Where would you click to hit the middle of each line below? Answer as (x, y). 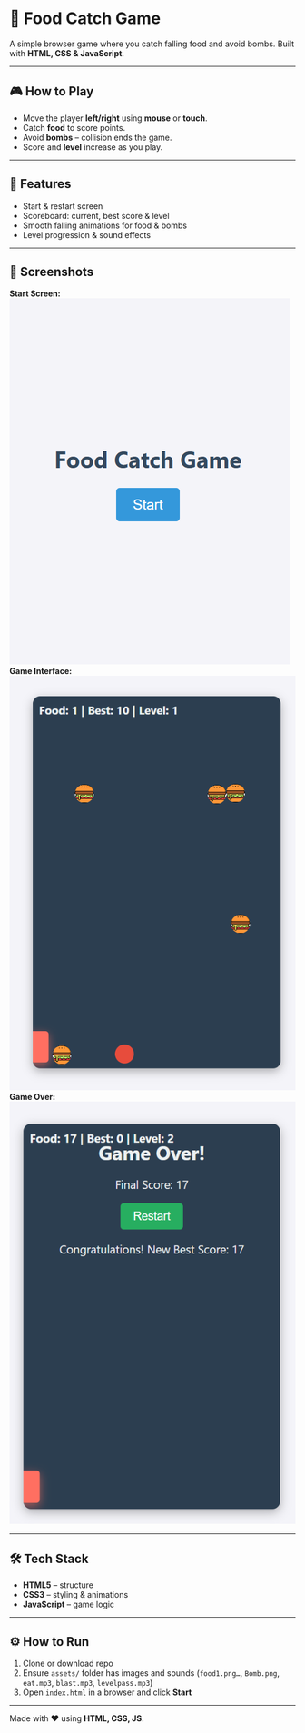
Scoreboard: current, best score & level (96, 215)
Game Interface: (41, 671)
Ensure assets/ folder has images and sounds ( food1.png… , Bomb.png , (151, 1673)
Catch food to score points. (74, 127)
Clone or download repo (68, 1664)
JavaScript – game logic (69, 1604)
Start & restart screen (63, 206)
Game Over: (33, 1096)
